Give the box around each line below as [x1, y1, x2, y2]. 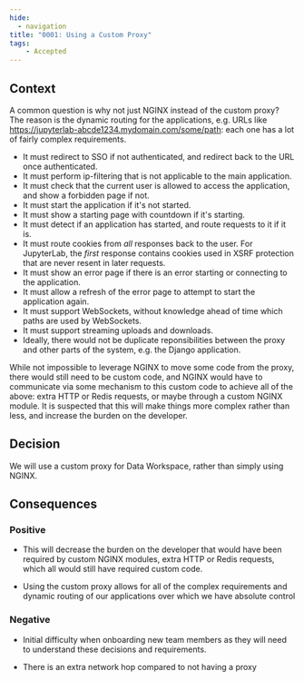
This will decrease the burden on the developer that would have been [22, 544, 282, 555]
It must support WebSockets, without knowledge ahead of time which [22, 305, 283, 316]
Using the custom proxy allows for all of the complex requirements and [22, 581, 288, 592]
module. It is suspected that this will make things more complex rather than [9, 400, 290, 411]
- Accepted [25, 47, 67, 56]
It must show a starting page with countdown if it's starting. [22, 209, 245, 220]
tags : [9, 38, 30, 48]
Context [9, 81, 56, 96]
